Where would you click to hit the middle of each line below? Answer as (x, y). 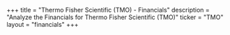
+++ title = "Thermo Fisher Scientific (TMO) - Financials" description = (108, 10)
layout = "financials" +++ (43, 24)
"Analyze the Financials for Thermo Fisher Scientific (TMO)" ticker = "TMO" (115, 17)
